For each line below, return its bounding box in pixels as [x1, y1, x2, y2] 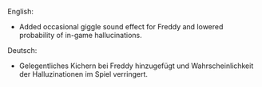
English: [7, 7, 34, 16]
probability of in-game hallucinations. [18, 31, 142, 40]
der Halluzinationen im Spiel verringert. [18, 70, 149, 78]
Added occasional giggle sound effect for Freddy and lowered [18, 22, 224, 31]
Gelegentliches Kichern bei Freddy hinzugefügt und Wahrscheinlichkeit [18, 61, 254, 70]
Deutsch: [7, 46, 38, 55]
